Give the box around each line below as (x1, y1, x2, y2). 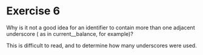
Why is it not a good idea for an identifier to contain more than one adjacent (6, 24, 195, 31)
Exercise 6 (6, 4, 61, 18)
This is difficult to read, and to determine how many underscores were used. (6, 42, 197, 49)
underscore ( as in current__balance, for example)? (6, 30, 133, 37)
